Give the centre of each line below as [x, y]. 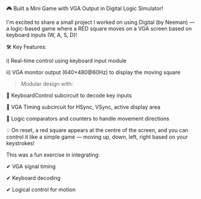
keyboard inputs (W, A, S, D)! [42, 35]
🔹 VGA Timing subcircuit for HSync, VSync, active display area [83, 107]
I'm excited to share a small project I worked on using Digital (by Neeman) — [100, 22]
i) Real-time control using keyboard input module [66, 61]
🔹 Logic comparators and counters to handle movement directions [88, 119]
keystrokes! [20, 143]
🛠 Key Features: [26, 47]
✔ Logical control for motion [41, 189]
